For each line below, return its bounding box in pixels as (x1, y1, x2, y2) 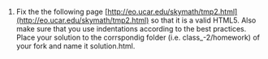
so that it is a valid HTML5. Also (150, 15, 257, 25)
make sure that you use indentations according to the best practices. (15, 24, 247, 33)
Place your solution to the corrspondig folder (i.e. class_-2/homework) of (15, 32, 260, 42)
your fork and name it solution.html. (15, 41, 136, 51)
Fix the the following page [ (15, 7, 108, 16)
